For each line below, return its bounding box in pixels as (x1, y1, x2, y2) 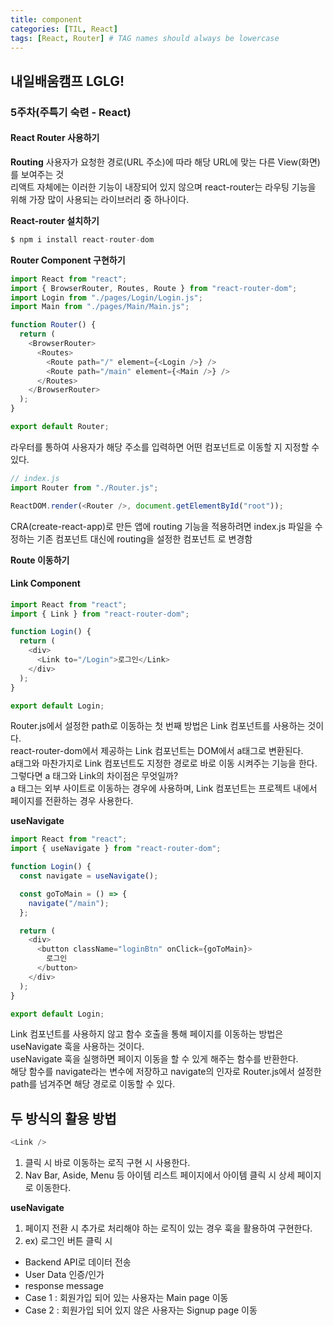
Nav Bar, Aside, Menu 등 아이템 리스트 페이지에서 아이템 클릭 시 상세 (24, 1169, 295, 1181)
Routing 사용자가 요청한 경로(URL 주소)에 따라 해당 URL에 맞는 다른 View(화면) (10, 156, 321, 168)
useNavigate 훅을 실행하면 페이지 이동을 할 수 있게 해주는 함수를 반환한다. (10, 1053, 299, 1065)
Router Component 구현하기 (10, 254, 126, 266)
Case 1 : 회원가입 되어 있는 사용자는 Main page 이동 (24, 1292, 229, 1304)
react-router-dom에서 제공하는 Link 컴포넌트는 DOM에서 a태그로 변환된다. (10, 745, 304, 757)
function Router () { (10, 320, 97, 330)
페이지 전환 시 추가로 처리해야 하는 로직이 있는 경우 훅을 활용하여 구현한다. (24, 1222, 313, 1235)
